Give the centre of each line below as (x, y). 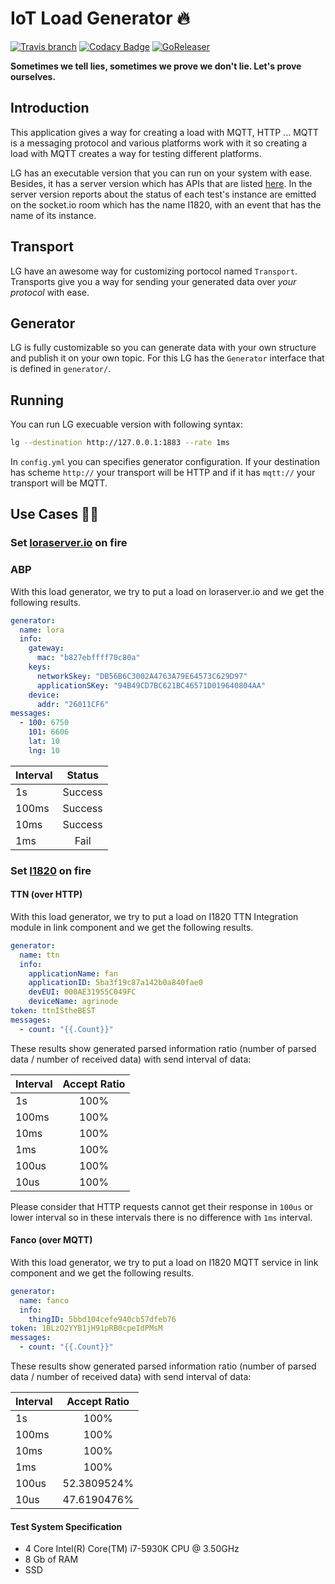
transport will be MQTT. (59, 483)
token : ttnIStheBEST (53, 1011)
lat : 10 (44, 742)
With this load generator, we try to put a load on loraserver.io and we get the (167, 591)
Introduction (50, 108)
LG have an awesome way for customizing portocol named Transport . (154, 271)
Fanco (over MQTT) (51, 1240)
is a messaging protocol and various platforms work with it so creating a (159, 143)
